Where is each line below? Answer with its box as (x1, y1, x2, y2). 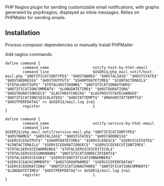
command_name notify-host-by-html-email (23, 65, 148, 70)
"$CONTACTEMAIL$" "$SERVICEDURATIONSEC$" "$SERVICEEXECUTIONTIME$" (5, 142, 146, 147)
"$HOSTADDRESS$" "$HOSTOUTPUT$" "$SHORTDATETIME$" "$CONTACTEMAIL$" (5, 78, 148, 83)
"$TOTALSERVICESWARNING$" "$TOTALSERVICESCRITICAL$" (5, 147, 115, 152)
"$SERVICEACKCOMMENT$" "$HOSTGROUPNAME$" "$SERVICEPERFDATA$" (5, 159, 135, 164)
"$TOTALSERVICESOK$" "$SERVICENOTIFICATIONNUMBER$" (5, 155, 113, 160)
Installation (5, 29, 40, 37)
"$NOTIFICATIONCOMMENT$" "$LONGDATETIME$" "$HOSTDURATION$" (5, 86, 131, 91)
